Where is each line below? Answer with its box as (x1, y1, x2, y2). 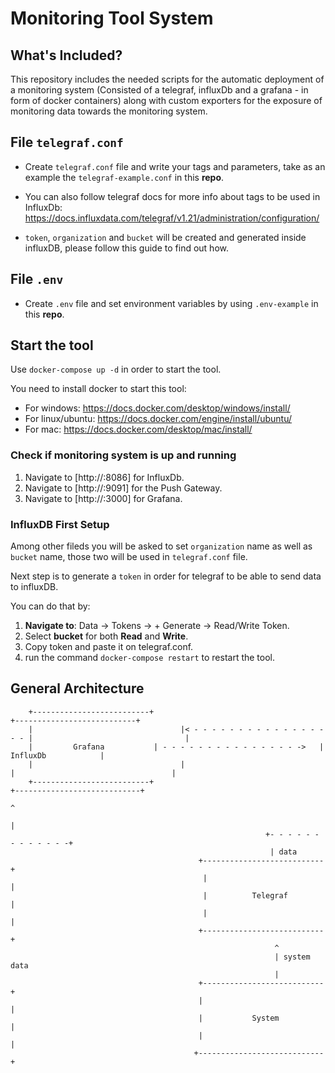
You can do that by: (10, 600, 91, 612)
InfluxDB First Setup (10, 517, 110, 531)
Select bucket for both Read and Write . (24, 630, 189, 642)
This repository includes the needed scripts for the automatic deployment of (10, 73, 325, 85)
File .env (10, 271, 64, 288)
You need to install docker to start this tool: (10, 383, 187, 395)
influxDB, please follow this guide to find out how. (24, 242, 229, 254)
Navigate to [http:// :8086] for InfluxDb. (24, 471, 185, 483)
